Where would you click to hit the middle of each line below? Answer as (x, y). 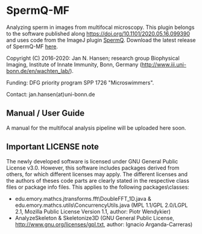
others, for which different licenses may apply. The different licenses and (97, 174)
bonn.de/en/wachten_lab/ (38, 71)
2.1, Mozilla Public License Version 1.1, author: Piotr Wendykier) (93, 211)
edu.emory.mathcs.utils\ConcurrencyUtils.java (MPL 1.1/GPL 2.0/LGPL (101, 205)
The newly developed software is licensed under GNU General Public (92, 161)
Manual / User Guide (46, 113)
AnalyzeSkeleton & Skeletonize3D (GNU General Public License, (95, 218)
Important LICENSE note (53, 147)
